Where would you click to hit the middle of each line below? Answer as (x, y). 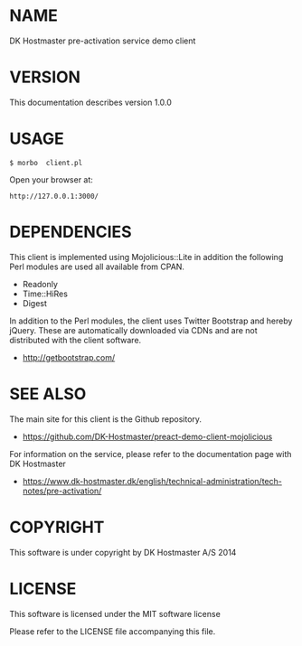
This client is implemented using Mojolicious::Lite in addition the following (146, 257)
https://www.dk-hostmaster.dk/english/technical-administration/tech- (152, 481)
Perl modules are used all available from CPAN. (97, 267)
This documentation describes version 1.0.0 (90, 102)
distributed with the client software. (75, 340)
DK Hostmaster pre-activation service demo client (103, 41)
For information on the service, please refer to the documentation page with (151, 454)
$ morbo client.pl (46, 163)
